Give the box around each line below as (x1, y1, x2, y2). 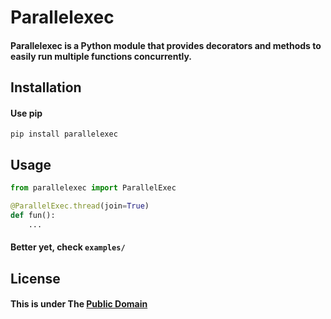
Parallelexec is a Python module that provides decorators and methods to (10, 39, 322, 51)
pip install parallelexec (10, 129, 118, 140)
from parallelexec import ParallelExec (10, 183, 177, 193)
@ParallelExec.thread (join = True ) (10, 201, 150, 211)
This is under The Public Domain (10, 298, 148, 310)
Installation (10, 79, 82, 96)
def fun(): (10, 210, 56, 220)
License (10, 270, 61, 287)
